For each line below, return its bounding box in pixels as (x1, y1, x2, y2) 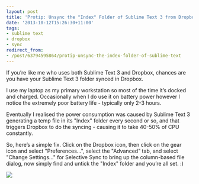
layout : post (6, 8, 38, 15)
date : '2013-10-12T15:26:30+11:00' (6, 20, 94, 25)
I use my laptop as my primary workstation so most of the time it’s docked (6, 86, 187, 93)
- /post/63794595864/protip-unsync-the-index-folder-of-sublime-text (6, 53, 182, 59)
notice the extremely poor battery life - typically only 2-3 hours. (6, 99, 162, 106)
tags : (6, 25, 20, 31)
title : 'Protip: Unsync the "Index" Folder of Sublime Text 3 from (6, 14, 176, 20)
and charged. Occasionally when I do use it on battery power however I (6, 93, 181, 100)
